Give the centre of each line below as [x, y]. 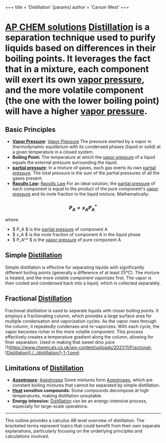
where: [12, 220]
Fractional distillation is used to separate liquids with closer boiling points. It [82, 310]
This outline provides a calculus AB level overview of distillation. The [75, 421]
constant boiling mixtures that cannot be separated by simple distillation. [86, 385]
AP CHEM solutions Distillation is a [77, 27]
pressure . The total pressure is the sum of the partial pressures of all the [86, 173]
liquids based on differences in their [81, 48]
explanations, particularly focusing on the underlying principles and [74, 431]
